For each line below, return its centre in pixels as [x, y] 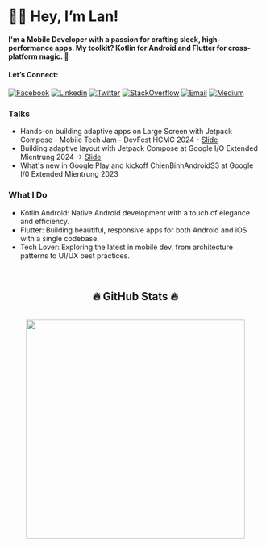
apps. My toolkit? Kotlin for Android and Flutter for [141, 48]
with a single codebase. [59, 238]
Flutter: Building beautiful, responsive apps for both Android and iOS [133, 230]
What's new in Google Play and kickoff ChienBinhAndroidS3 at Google [137, 165]
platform [23, 56]
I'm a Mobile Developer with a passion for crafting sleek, [104, 39]
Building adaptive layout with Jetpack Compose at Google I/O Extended [139, 148]
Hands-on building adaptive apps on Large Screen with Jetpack [126, 132]
